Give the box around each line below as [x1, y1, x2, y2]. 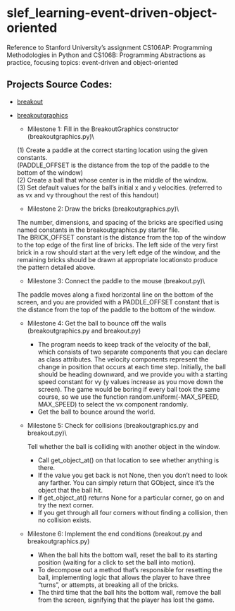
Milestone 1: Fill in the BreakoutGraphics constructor [27, 125, 179, 133]
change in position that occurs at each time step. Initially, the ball [37, 362, 227, 371]
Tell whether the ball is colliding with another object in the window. [27, 442, 221, 450]
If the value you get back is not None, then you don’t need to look [37, 471, 228, 479]
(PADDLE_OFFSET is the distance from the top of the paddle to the [16, 161, 210, 169]
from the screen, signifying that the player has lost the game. [37, 595, 215, 604]
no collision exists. [37, 516, 92, 524]
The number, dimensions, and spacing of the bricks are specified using [16, 218, 223, 226]
